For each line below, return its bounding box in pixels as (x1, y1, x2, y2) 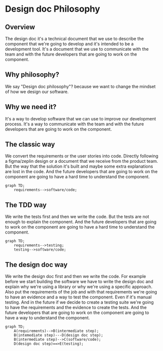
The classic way (5, 140, 55, 149)
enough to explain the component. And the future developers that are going (5, 219, 157, 225)
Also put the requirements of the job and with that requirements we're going (5, 289, 157, 295)
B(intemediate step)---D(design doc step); (14, 333, 104, 338)
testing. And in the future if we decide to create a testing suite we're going (5, 299, 154, 305)
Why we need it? (5, 103, 57, 111)
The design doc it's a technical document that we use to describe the (5, 36, 144, 41)
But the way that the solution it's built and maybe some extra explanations (5, 163, 153, 169)
